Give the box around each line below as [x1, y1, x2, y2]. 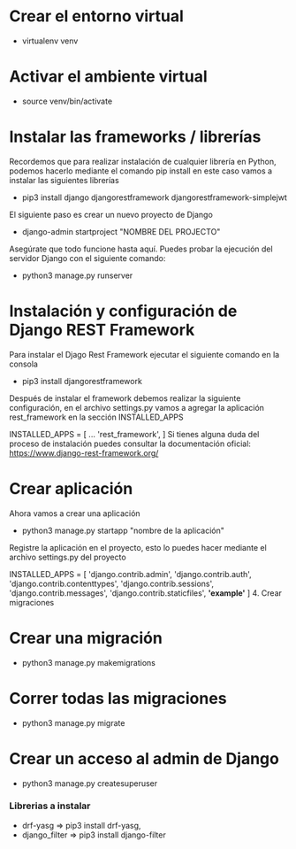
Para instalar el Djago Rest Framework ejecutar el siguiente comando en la [9, 349, 280, 359]
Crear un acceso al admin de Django [9, 748, 280, 768]
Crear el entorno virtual [9, 6, 184, 27]
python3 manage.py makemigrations [21, 657, 156, 668]
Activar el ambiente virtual [9, 66, 208, 87]
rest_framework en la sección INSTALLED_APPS [9, 412, 184, 422]
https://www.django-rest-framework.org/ [9, 447, 159, 458]
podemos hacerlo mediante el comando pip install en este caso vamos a [9, 166, 272, 176]
